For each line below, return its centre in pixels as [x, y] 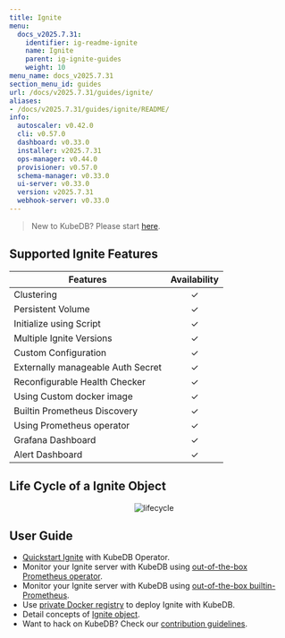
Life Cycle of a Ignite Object [88, 486]
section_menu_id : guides [55, 84]
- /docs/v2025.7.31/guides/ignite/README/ [89, 109]
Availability [194, 279]
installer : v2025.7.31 [59, 150]
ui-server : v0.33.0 [54, 184]
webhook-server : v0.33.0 [63, 201]
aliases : [25, 101]
